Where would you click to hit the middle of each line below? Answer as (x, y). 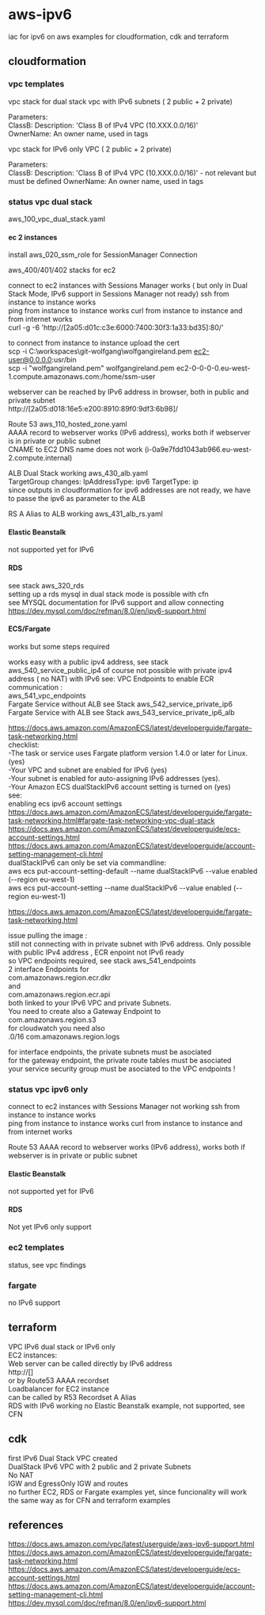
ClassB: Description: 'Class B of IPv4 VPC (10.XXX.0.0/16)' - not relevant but (132, 173)
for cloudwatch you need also (57, 1028)
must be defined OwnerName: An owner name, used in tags (106, 181)
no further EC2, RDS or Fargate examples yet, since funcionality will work (128, 1491)
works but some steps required (59, 646)
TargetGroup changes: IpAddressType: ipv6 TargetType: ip (104, 482)
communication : (36, 687)
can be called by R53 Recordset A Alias (72, 1397)
